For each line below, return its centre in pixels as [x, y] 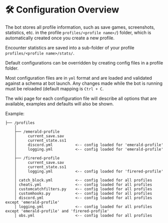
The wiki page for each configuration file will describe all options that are [81, 98]
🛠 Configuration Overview [62, 10]
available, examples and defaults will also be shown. [60, 103]
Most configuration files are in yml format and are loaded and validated [79, 78]
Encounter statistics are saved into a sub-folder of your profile [70, 47]
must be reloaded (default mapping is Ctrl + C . [54, 88]
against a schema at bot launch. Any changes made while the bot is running [84, 83]
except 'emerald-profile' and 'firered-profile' [57, 211]
